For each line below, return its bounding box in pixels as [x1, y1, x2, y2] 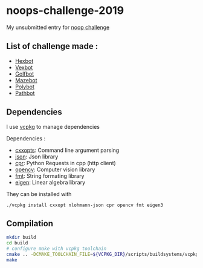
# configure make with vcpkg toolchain [6, 246, 107, 252]
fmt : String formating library [14, 172, 85, 179]
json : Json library [14, 152, 59, 160]
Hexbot [14, 57, 34, 64]
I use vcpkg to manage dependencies [6, 123, 100, 130]
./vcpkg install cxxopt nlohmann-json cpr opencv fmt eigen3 [6, 202, 164, 208]
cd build [6, 240, 28, 246]
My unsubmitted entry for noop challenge [6, 24, 110, 31]
